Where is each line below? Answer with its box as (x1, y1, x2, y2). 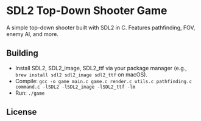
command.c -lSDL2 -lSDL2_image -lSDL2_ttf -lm (15, 84, 136, 90)
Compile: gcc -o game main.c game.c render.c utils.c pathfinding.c (15, 77, 192, 84)
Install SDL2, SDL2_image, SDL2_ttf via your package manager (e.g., (15, 64, 187, 71)
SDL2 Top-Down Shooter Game (6, 4, 167, 18)
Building (6, 48, 38, 59)
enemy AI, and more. (6, 30, 59, 37)
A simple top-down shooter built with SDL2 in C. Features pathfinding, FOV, (6, 24, 196, 31)
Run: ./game (15, 89, 45, 97)
